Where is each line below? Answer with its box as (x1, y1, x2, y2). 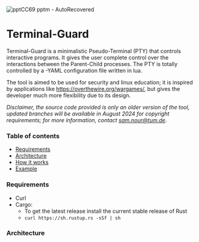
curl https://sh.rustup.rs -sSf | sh (24, 215, 121, 221)
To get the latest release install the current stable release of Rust (24, 207, 188, 215)
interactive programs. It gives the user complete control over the (6, 54, 169, 61)
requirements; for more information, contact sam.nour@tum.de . (6, 116, 167, 123)
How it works (15, 159, 49, 166)
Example (15, 165, 38, 172)
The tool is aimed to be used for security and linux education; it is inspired (6, 78, 193, 86)
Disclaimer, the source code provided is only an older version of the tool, (6, 103, 190, 111)
